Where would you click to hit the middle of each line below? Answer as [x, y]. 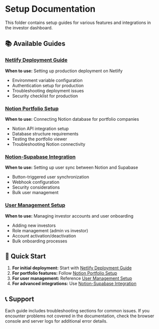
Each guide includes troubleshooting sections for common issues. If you [77, 311]
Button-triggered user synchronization [50, 177]
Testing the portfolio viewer [39, 139]
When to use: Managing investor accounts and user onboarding [69, 216]
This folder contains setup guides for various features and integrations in [78, 22]
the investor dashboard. [29, 27]
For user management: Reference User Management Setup [72, 278]
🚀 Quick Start [26, 256]
